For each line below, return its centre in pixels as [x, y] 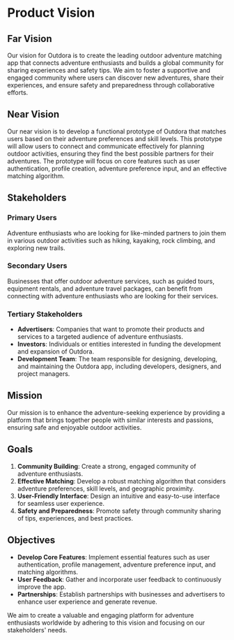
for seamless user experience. [61, 503]
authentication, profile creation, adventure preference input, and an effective [117, 168]
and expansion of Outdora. [56, 351]
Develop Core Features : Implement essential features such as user [114, 557]
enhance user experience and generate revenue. [87, 602]
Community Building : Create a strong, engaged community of [107, 466]
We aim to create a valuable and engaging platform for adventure [101, 615]
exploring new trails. [36, 248]
